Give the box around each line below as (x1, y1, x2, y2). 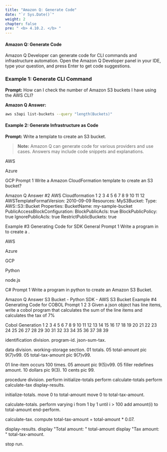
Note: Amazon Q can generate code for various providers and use (17, 143, 154, 149)
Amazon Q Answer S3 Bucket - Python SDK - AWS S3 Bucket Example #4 (5, 296, 157, 302)
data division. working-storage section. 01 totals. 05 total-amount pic (5, 347, 147, 353)
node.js (5, 277, 21, 283)
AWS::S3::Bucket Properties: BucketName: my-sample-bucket (5, 203, 133, 209)
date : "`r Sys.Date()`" (5, 12, 55, 17)
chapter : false (5, 21, 37, 26)
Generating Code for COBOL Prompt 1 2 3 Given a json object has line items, (5, 302, 162, 308)
